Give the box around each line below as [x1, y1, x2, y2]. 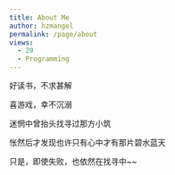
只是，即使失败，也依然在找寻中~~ [9, 156, 137, 166]
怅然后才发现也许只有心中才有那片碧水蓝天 [9, 137, 166, 147]
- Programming [17, 54, 70, 63]
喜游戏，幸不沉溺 [9, 99, 72, 110]
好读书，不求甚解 [9, 80, 72, 90]
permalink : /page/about [9, 29, 98, 38]
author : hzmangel [9, 21, 74, 30]
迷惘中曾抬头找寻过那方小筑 [9, 118, 112, 129]
